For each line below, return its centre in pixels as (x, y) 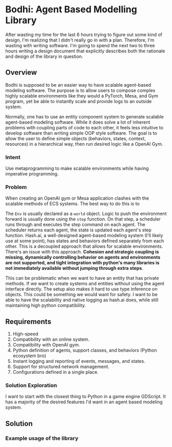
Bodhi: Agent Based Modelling (71, 9)
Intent (13, 157)
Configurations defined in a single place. (56, 372)
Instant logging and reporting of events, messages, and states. (79, 361)
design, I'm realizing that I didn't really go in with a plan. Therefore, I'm (80, 40)
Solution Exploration (31, 385)
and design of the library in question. (44, 56)
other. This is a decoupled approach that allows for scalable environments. (84, 246)
